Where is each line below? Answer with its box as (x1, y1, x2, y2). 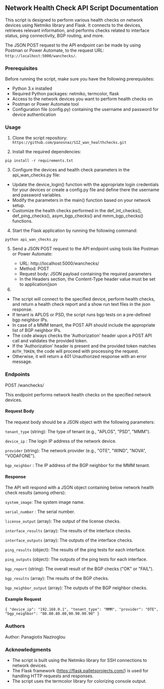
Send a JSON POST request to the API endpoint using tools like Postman (12, 246, 159, 252)
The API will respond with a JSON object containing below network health (5, 485, 154, 491)
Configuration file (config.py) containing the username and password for (12, 107, 159, 112)
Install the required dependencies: (12, 149, 82, 155)
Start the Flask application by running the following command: (12, 228, 138, 234)
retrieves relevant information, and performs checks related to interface (5, 27, 150, 33)
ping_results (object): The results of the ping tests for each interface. (5, 547, 146, 553)
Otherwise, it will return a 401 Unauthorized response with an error (12, 354, 147, 359)
